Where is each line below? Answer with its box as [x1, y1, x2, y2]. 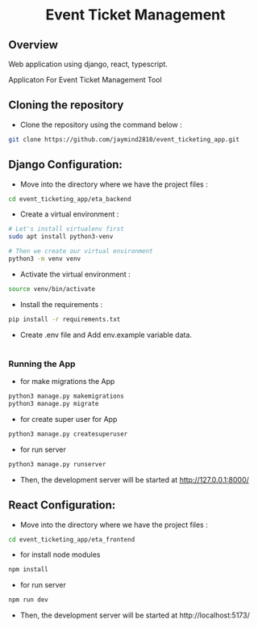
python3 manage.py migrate [8, 400, 99, 408]
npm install [8, 566, 48, 574]
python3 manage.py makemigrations [8, 392, 125, 401]
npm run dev [8, 596, 48, 604]
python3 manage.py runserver [8, 460, 106, 468]
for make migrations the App [19, 377, 115, 386]
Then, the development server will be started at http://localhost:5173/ [19, 610, 250, 620]
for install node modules [19, 550, 101, 559]
